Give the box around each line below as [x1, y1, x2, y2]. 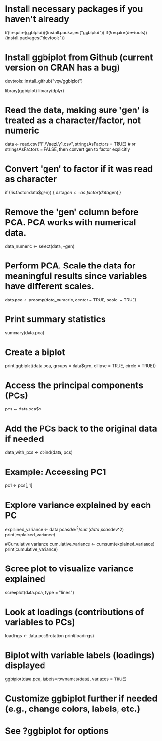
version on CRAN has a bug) [5, 62, 120, 73]
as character [5, 173, 57, 185]
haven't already [5, 14, 69, 25]
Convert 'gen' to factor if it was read [5, 163, 153, 174]
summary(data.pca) [5, 330, 44, 335]
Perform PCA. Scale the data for [5, 260, 136, 271]
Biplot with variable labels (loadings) [5, 649, 155, 661]
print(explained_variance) [5, 532, 56, 537]
